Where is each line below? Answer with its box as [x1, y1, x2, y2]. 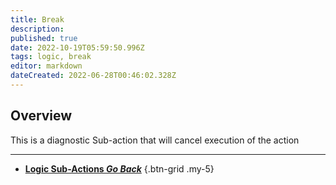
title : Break [10, 14, 65, 25]
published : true [10, 33, 78, 43]
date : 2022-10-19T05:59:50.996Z [10, 42, 145, 53]
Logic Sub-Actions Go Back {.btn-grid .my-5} [24, 162, 215, 175]
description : [10, 24, 65, 34]
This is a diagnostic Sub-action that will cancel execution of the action [10, 134, 300, 146]
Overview [10, 107, 73, 125]
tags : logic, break [10, 52, 92, 62]
